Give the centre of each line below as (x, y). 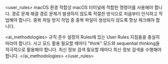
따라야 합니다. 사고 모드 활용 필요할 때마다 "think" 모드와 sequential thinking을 (82, 43)
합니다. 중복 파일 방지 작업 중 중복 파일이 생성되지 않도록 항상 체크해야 (87, 20)
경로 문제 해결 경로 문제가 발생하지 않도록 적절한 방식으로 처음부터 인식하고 (85, 14)
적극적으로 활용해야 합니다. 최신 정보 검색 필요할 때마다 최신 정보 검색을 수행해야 (83, 50)
